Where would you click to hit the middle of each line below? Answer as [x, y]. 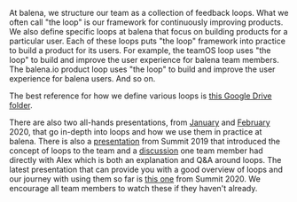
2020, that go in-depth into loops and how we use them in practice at [136, 132]
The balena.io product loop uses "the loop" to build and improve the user [142, 69]
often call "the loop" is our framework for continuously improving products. [146, 22]
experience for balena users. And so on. [82, 78]
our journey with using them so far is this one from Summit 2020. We [135, 179]
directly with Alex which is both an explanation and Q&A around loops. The [145, 160]
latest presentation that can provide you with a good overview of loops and [146, 169]
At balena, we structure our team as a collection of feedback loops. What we [149, 13]
